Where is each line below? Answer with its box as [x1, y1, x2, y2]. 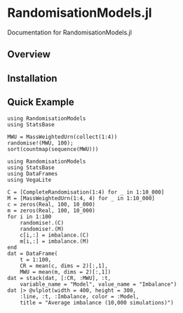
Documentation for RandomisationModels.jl [7, 28, 132, 36]
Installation [7, 72, 57, 84]
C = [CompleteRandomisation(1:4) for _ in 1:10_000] [7, 188, 165, 196]
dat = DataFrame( [7, 250, 58, 257]
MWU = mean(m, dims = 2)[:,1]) [20, 268, 111, 275]
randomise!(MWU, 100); [7, 139, 74, 147]
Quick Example [7, 96, 75, 108]
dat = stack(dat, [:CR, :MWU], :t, [7, 274, 111, 281]
